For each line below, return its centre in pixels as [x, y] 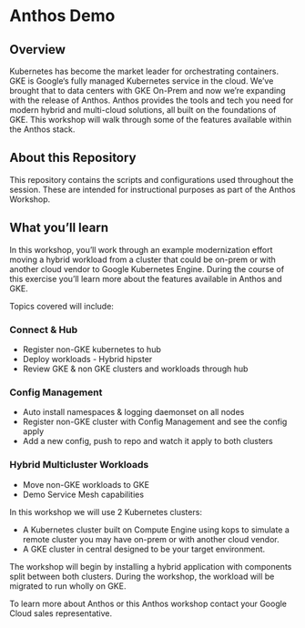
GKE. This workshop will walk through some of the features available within [151, 120]
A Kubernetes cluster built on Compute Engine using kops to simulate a [156, 530]
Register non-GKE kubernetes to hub [91, 349]
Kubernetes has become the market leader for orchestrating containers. [144, 71]
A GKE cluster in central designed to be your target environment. [144, 549]
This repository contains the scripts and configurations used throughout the [152, 179]
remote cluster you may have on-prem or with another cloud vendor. [151, 539]
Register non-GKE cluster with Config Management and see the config [155, 422]
